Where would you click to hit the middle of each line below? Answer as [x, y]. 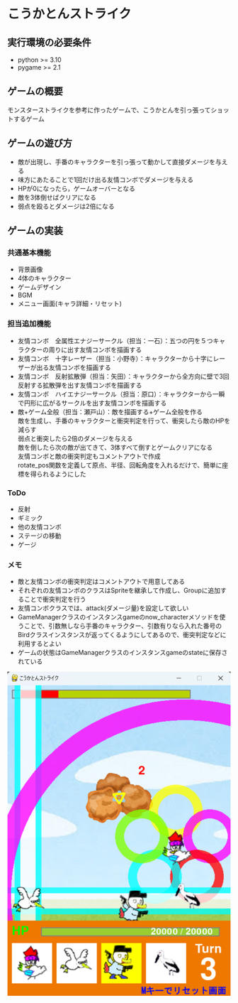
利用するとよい [39, 644]
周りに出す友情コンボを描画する [95, 349]
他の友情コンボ [39, 526]
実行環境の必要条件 [49, 42]
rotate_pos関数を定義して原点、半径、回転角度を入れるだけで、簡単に [120, 465]
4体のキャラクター [45, 278]
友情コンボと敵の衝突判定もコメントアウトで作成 [89, 456]
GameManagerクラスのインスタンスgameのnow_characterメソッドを [118, 617]
